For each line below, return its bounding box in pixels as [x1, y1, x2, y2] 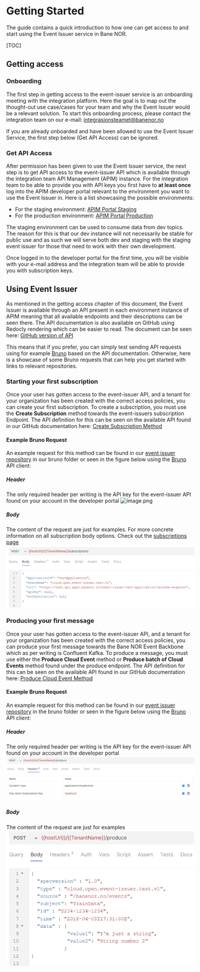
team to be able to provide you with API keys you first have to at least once [6, 181, 191, 189]
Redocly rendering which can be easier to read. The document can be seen [6, 325, 192, 333]
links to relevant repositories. [6, 362, 78, 370]
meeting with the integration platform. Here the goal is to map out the [6, 97, 176, 104]
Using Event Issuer [6, 284, 78, 294]
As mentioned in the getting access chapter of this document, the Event [6, 300, 183, 307]
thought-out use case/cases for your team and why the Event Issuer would [6, 103, 190, 110]
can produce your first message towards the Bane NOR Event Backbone [6, 643, 184, 650]
